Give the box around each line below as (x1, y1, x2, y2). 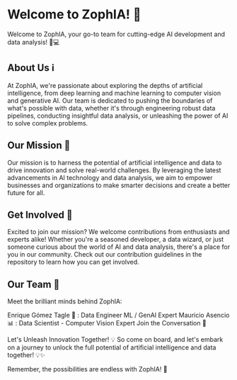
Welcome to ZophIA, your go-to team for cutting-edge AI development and (7, 30, 225, 38)
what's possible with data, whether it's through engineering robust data (7, 104, 216, 112)
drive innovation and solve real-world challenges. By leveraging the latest (7, 166, 221, 174)
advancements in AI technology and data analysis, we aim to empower (7, 173, 214, 181)
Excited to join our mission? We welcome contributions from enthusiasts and (7, 228, 230, 236)
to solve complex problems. (7, 118, 88, 127)
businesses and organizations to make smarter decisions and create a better (7, 181, 231, 189)
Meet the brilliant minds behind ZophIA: (7, 297, 122, 306)
